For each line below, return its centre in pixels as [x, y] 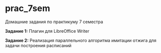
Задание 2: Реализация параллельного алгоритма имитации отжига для [81, 40]
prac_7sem [27, 8]
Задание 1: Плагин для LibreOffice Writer [47, 31]
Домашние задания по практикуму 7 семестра [54, 22]
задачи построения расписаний [38, 45]
